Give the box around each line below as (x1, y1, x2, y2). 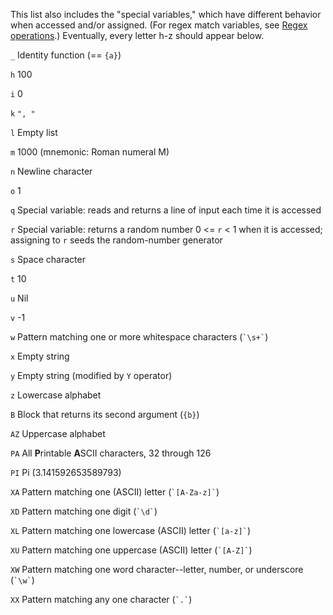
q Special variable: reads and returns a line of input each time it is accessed (10, 204, 322, 216)
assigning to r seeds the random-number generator (10, 234, 223, 246)
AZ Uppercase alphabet (10, 428, 106, 439)
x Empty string (10, 350, 70, 362)
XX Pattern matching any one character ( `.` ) (10, 594, 193, 605)
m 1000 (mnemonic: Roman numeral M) (10, 146, 170, 158)
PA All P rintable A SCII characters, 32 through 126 (10, 447, 212, 459)
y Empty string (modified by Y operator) (10, 370, 173, 381)
